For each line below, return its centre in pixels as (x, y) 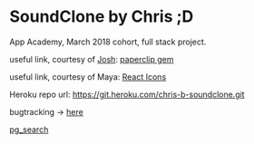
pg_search (29, 130)
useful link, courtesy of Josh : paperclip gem (92, 59)
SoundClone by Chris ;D (102, 17)
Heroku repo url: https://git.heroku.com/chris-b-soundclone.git (127, 94)
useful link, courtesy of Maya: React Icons (88, 77)
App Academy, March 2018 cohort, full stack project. (108, 42)
